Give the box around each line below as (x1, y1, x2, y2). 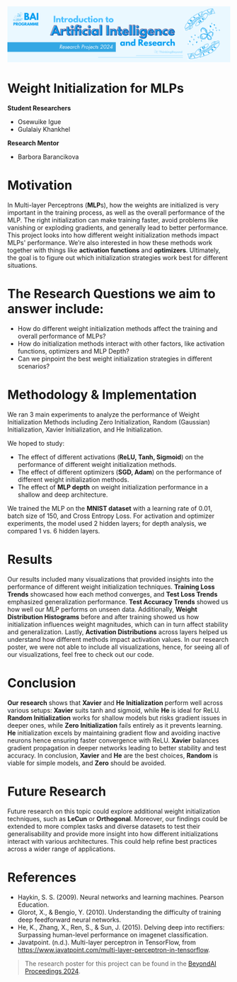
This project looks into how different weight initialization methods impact (7, 230, 219, 239)
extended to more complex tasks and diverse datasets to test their (7, 822, 200, 830)
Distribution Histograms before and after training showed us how (7, 612, 200, 621)
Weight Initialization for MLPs (7, 81, 184, 96)
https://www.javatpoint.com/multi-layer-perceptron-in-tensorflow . (17, 945, 211, 954)
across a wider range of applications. (7, 845, 116, 853)
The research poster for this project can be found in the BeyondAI (24, 959, 217, 968)
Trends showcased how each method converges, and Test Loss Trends (7, 589, 218, 598)
